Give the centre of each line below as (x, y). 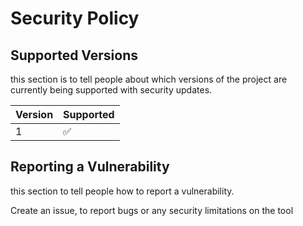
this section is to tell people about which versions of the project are (149, 79)
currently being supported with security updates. (111, 90)
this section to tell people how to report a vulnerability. (122, 191)
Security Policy (75, 18)
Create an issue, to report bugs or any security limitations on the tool (152, 210)
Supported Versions (74, 55)
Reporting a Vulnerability (90, 167)
